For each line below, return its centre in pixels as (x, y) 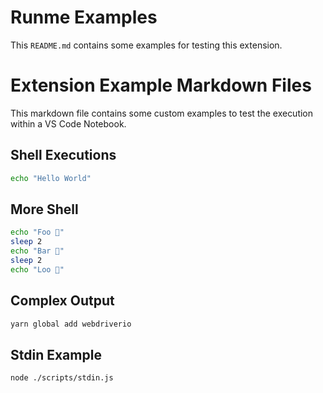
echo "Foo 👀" (37, 232)
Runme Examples (84, 17)
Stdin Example (56, 354)
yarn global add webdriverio (71, 324)
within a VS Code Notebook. (68, 123)
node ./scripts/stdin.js (62, 378)
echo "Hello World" (51, 178)
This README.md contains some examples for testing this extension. (146, 45)
